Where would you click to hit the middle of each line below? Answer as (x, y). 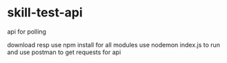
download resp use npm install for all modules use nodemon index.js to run (114, 45)
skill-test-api (45, 13)
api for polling (27, 32)
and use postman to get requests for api (64, 52)
